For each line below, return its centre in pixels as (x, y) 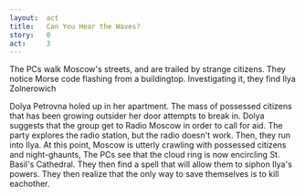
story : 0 (30, 35)
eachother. (30, 184)
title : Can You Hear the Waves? (75, 26)
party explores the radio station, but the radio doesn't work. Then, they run (150, 135)
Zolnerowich (33, 88)
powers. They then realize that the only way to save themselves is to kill (144, 174)
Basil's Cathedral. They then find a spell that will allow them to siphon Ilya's (151, 164)
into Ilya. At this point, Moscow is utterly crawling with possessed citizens (148, 145)
